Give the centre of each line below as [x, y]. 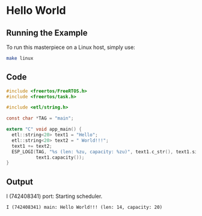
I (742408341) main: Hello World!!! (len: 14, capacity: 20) [84, 208]
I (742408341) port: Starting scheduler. [54, 196]
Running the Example [47, 33]
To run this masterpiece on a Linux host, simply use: [71, 47]
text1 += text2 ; [32, 146]
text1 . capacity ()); [60, 157]
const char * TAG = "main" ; [40, 118]
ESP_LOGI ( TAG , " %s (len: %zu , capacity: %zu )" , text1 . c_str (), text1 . [102, 151]
